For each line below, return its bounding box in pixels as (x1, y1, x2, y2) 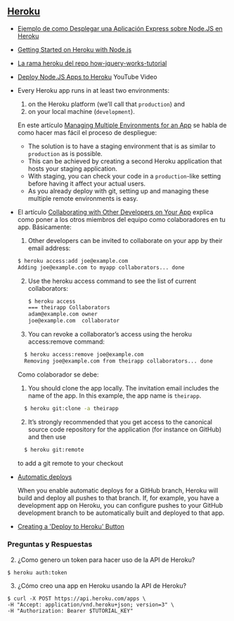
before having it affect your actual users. (27, 179, 146, 188)
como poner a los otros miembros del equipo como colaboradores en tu (17, 215, 226, 223)
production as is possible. (27, 149, 103, 157)
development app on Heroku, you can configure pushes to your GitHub (17, 501, 223, 509)
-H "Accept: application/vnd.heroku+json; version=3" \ (7, 601, 174, 608)
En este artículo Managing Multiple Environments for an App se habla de (17, 121, 227, 129)
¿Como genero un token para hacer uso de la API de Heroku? (17, 555, 195, 564)
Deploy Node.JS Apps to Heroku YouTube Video (17, 72, 157, 81)
